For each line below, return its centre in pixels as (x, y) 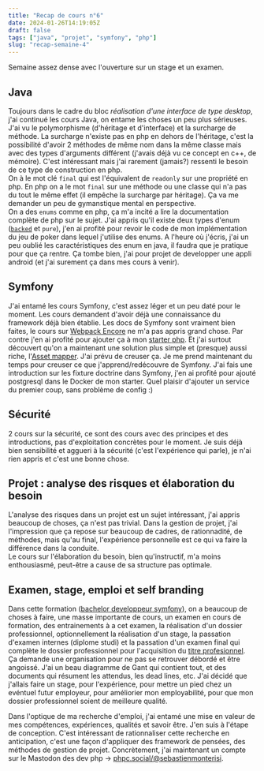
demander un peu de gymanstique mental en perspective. (102, 203)
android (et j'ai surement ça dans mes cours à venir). (94, 262)
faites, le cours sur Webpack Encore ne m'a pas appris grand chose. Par (126, 331)
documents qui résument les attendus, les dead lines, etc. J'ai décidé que (128, 676)
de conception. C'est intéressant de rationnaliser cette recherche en (119, 733)
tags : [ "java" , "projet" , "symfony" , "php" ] (82, 37)
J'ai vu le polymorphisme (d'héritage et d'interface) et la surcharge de (122, 128)
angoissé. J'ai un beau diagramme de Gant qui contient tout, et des (117, 668)
